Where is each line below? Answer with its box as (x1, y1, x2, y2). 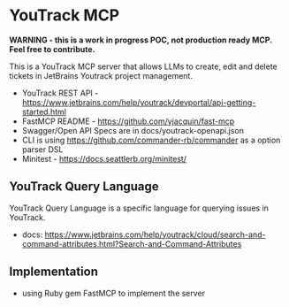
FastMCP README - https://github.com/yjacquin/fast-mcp (21, 116, 235, 127)
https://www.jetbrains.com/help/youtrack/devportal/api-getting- (21, 96, 256, 107)
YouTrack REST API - (21, 88, 99, 98)
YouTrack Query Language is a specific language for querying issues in (9, 203, 270, 213)
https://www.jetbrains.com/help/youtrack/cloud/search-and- (44, 229, 266, 240)
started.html (21, 106, 66, 117)
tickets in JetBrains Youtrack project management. (9, 70, 193, 81)
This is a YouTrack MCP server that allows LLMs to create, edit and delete (9, 61, 278, 72)
